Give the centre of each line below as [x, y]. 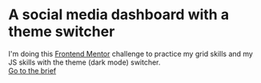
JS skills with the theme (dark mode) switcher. [84, 62]
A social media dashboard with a [119, 15]
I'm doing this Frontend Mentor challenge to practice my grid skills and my [131, 53]
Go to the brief [32, 70]
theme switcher [62, 32]
